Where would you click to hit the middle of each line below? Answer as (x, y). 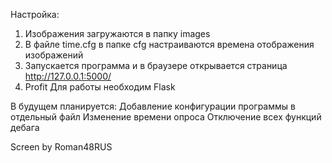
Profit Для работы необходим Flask (100, 87)
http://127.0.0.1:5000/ (68, 76)
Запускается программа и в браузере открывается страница (156, 65)
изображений (54, 55)
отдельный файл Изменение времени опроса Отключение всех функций (166, 117)
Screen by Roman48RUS (61, 147)
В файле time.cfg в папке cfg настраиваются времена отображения (169, 44)
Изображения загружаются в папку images (117, 33)
